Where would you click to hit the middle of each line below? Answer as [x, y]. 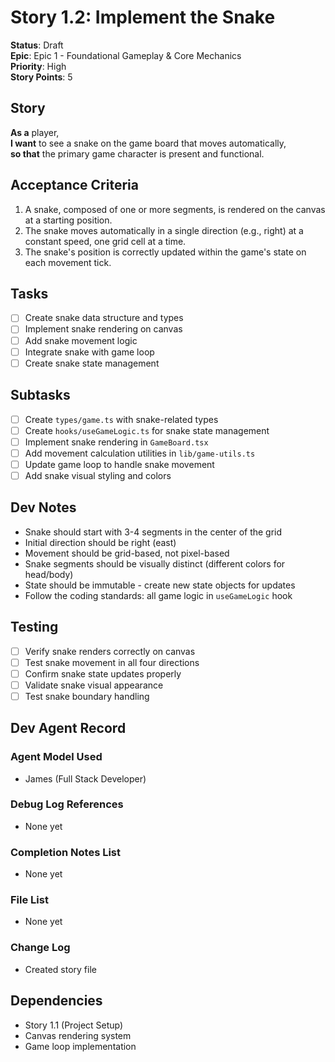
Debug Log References [67, 804]
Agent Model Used [56, 757]
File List [29, 900]
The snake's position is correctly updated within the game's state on [165, 252]
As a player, [35, 132]
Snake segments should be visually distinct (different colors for [155, 563]
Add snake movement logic [81, 340]
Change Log [40, 948]
